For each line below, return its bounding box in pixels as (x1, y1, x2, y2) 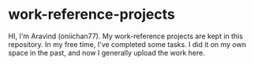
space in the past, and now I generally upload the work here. (8, 48, 205, 57)
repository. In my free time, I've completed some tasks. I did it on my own (8, 39, 247, 49)
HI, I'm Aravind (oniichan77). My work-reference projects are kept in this (8, 31, 243, 41)
